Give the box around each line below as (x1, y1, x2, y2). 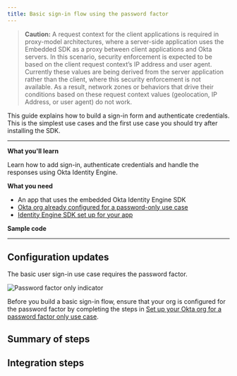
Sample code (7, 224, 47, 232)
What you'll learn (7, 147, 59, 155)
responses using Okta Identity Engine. (7, 168, 118, 176)
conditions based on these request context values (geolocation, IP (24, 90, 217, 98)
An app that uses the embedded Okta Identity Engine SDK (17, 195, 186, 204)
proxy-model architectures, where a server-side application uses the (24, 37, 224, 46)
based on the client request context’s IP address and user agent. (24, 59, 212, 68)
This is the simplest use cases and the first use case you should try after (7, 118, 218, 127)
